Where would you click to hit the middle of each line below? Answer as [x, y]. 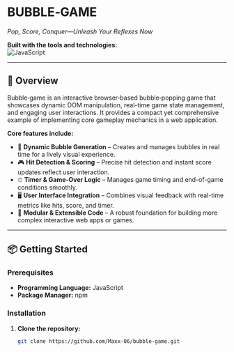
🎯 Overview [33, 81]
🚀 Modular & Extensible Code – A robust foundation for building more [117, 213]
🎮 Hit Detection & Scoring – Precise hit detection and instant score [115, 162]
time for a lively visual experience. [66, 154]
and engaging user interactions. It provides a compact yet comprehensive [113, 112]
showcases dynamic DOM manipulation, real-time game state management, [116, 105]
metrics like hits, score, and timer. [66, 205]
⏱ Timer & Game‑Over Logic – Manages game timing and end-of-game [120, 179]
